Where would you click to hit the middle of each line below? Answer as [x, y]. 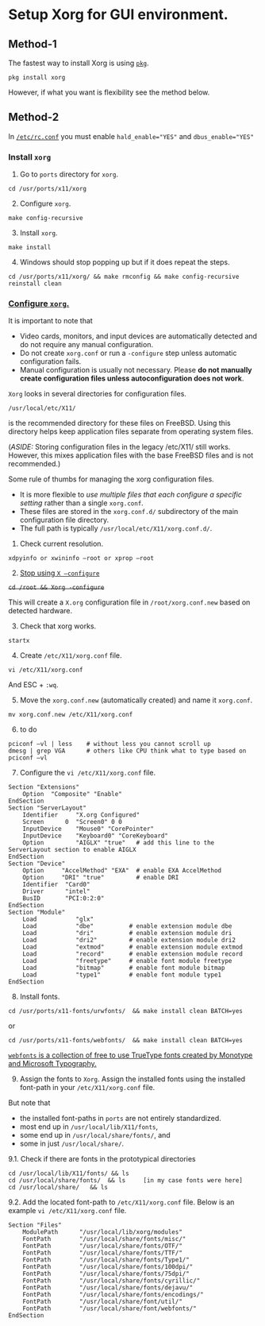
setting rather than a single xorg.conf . [82, 503]
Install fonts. [40, 997]
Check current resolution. [61, 544]
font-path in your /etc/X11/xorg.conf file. [87, 1088]
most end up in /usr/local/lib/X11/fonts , [89, 1127]
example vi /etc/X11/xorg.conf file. [67, 1211]
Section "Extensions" [44, 787]
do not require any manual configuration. [86, 345]
